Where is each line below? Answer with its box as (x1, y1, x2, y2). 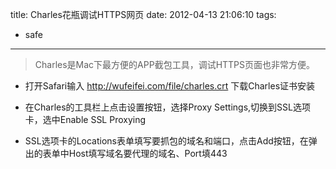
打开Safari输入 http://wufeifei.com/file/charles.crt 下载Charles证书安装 (24, 80, 316, 92)
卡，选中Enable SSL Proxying (24, 114, 147, 125)
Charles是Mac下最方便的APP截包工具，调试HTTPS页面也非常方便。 (34, 59, 316, 70)
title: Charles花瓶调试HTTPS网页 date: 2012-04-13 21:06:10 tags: (10, 9, 277, 20)
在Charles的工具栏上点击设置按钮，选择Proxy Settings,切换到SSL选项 (24, 101, 311, 113)
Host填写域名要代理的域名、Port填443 (68, 148, 228, 159)
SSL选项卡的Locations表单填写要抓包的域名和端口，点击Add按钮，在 (24, 135, 309, 147)
